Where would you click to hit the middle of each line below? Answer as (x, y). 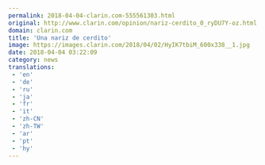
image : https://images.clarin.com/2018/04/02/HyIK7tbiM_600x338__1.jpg (129, 45)
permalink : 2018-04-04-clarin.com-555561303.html (92, 15)
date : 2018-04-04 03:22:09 (53, 52)
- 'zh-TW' (28, 126)
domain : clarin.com (40, 30)
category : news (33, 60)
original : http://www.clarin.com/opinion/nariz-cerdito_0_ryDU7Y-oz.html (133, 23)
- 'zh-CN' (28, 119)
